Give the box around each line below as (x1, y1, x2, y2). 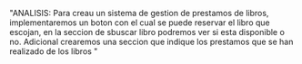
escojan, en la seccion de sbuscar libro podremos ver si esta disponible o (9, 27, 285, 37)
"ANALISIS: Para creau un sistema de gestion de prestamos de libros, (9, 8, 269, 18)
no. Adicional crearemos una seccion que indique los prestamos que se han (9, 36, 294, 47)
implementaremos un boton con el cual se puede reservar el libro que (9, 17, 270, 28)
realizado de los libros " (9, 46, 98, 57)
